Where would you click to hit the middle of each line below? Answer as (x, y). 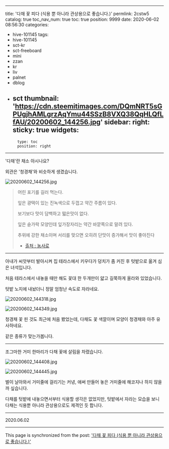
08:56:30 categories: (27, 25)
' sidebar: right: (125, 122)
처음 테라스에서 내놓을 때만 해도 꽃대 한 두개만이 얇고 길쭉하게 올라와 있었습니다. (84, 278)
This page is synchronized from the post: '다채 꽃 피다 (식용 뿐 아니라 (75, 435)
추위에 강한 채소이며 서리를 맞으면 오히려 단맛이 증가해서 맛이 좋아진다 (86, 235)
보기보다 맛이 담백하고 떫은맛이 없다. (53, 213)
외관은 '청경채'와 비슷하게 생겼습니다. (41, 172)
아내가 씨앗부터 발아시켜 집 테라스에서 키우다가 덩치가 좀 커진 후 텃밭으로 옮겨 (81, 261)
